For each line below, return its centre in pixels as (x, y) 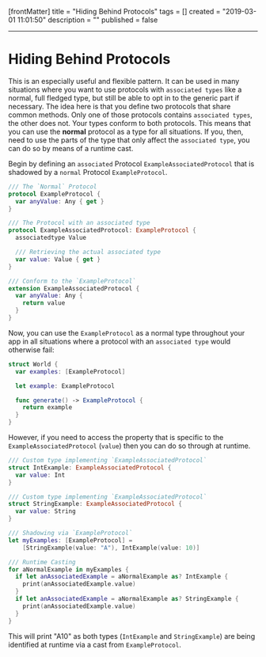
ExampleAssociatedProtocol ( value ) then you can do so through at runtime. (129, 446)
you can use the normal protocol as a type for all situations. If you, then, (126, 131)
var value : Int (40, 475)
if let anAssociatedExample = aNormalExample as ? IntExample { (122, 577)
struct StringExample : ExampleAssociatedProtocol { (95, 504)
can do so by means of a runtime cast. (71, 148)
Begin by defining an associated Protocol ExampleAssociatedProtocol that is (131, 163)
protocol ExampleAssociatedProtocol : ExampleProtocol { (102, 230)
